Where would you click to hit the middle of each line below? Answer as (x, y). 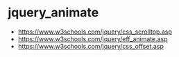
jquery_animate (53, 13)
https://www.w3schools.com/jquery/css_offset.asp (91, 46)
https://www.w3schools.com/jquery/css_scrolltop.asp (95, 32)
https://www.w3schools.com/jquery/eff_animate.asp (93, 38)
